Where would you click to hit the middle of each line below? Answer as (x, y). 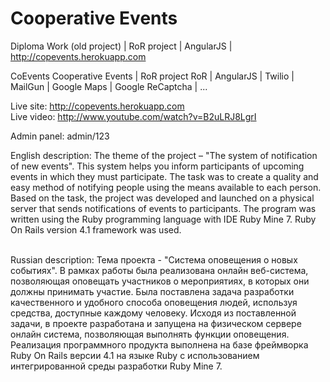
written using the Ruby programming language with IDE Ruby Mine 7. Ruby (163, 219)
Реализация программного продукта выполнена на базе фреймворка (159, 344)
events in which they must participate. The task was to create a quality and (164, 176)
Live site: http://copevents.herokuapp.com (97, 106)
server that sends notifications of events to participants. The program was (163, 208)
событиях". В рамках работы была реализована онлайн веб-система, (159, 270)
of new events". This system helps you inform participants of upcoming (157, 166)
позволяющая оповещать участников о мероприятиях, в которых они (160, 281)
